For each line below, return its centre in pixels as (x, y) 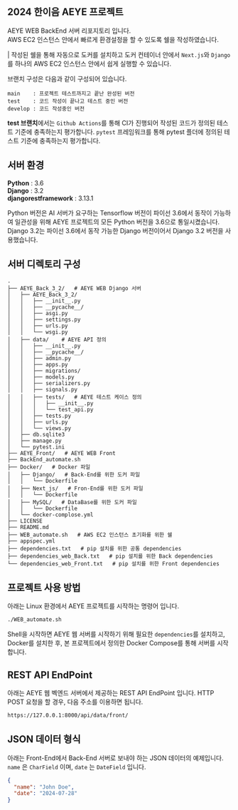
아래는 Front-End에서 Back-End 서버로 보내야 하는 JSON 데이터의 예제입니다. (115, 758)
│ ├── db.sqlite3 (36, 435)
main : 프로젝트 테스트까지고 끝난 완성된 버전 (71, 93)
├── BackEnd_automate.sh (44, 460)
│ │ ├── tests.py (39, 416)
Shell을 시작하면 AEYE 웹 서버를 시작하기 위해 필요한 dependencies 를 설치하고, (116, 634)
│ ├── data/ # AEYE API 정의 (57, 340)
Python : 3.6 (26, 183)
